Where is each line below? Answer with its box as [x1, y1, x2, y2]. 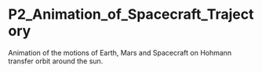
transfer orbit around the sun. [8, 56, 104, 66]
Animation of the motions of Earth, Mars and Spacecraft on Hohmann [8, 48, 232, 57]
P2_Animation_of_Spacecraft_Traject [8, 5, 254, 23]
